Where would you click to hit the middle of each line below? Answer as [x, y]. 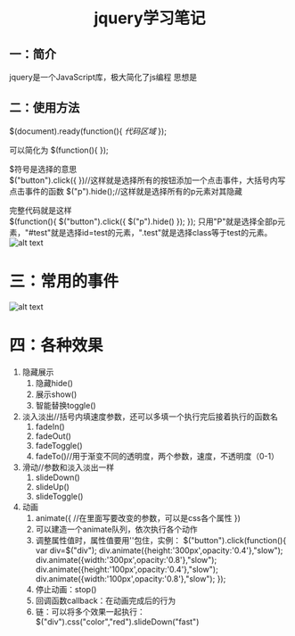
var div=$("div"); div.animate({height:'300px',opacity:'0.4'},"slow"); [159, 550]
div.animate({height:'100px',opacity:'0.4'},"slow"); [127, 569]
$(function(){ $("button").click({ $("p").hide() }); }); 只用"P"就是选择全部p [143, 221]
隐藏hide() [54, 383]
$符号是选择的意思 [43, 169]
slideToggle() [59, 496]
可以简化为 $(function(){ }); [59, 150]
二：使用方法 [45, 108]
